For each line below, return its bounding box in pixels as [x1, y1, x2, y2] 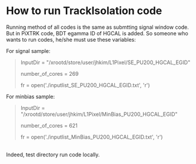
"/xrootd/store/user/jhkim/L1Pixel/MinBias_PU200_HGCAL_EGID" [20, 111, 178, 118]
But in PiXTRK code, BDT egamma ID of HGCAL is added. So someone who [6, 29, 188, 36]
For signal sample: [6, 47, 51, 54]
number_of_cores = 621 [20, 122, 78, 129]
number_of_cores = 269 [20, 70, 79, 77]
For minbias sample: [6, 93, 55, 100]
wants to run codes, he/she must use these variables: [6, 36, 137, 43]
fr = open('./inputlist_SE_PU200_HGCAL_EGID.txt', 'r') [20, 81, 150, 89]
